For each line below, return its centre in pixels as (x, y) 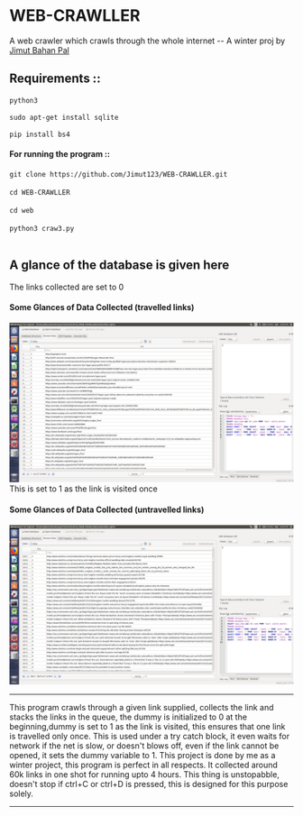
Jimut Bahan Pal (40, 50)
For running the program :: (60, 154)
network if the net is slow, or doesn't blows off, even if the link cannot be (144, 746)
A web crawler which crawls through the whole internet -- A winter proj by (147, 41)
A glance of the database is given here (119, 266)
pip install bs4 (40, 134)
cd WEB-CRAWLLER (40, 192)
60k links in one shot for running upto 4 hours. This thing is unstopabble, (144, 775)
